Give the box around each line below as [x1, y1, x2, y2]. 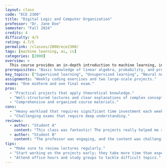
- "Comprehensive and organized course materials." [9, 100, 119, 105]
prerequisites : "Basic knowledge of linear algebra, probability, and [5, 68, 155, 73]
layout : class [5, 7, 35, 12]
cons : [5, 104, 16, 109]
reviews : [5, 118, 23, 123]
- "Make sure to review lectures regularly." [9, 146, 106, 151]
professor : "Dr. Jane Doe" [5, 21, 61, 26]
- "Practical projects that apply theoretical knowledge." [9, 90, 135, 95]
